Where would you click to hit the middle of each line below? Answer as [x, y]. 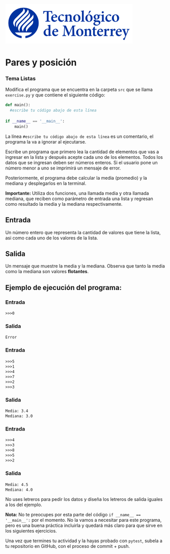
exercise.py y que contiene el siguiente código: [55, 95]
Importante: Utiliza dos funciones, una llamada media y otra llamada [77, 193]
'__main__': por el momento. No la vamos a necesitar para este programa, [83, 520]
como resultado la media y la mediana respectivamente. [64, 204]
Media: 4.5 [17, 485]
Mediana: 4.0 [19, 490]
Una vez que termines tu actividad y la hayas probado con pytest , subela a [84, 541]
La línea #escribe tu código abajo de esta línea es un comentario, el [79, 136]
